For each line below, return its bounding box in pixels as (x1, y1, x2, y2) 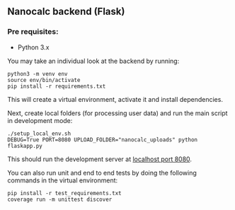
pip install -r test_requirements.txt (7, 189, 122, 197)
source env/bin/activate (7, 76, 81, 83)
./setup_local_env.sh (7, 130, 71, 137)
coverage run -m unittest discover (7, 196, 113, 203)
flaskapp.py (7, 142, 42, 149)
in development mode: (7, 116, 73, 124)
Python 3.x (17, 42, 50, 52)
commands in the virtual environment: (7, 176, 118, 185)
